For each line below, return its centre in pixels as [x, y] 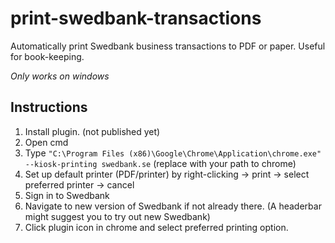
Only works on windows [60, 76]
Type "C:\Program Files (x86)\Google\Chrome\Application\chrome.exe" [173, 153]
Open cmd [46, 142]
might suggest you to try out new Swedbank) [117, 216]
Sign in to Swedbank [67, 195]
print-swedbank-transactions [136, 18]
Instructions [49, 107]
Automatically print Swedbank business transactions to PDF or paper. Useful [168, 46]
